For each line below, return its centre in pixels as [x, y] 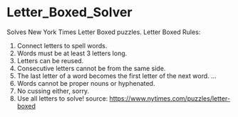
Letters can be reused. [50, 60]
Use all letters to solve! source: [62, 98]
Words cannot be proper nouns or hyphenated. [86, 83]
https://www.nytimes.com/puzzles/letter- [170, 98]
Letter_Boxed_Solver [69, 12]
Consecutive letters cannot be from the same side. [91, 68]
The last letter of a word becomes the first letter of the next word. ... [117, 76]
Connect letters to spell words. [62, 45]
